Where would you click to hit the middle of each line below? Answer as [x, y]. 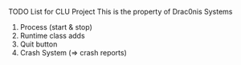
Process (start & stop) [56, 27]
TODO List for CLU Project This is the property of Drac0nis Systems [120, 12]
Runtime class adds [53, 36]
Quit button [39, 44]
